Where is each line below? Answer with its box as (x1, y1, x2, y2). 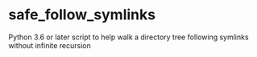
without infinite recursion (8, 40, 91, 50)
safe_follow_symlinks (8, 6, 155, 24)
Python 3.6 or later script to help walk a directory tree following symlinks (8, 32, 249, 42)
